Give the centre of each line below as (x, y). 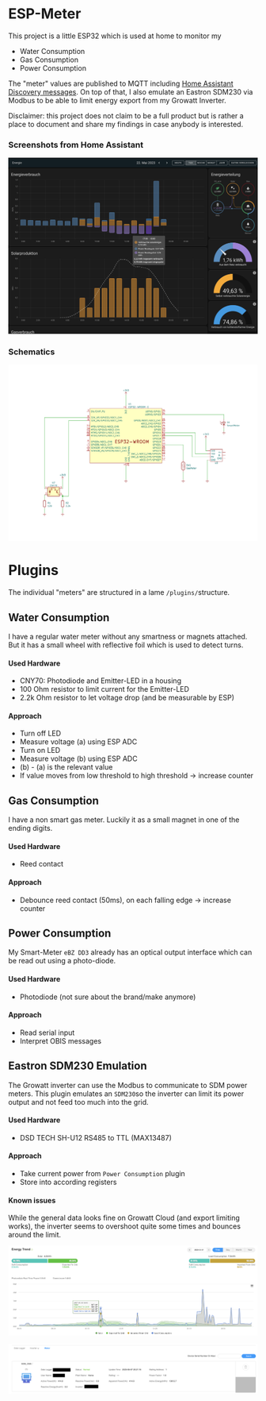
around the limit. (35, 1235)
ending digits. (30, 828)
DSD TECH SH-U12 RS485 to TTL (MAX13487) (96, 1137)
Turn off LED (40, 733)
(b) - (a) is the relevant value (66, 767)
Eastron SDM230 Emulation (78, 1066)
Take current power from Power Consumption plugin (103, 1174)
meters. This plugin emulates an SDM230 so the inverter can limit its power (126, 1094)
